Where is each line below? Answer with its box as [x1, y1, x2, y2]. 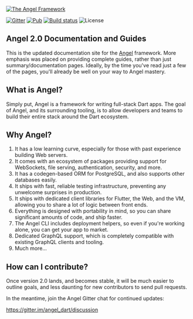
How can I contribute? [6, 262, 89, 272]
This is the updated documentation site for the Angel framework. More [6, 49, 177, 56]
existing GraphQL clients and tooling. [14, 239, 104, 246]
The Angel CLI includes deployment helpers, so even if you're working [14, 220, 185, 227]
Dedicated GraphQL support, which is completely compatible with [14, 232, 174, 239]
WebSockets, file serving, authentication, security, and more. [14, 164, 162, 171]
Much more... [14, 245, 47, 252]
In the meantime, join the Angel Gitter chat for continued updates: [6, 295, 164, 302]
